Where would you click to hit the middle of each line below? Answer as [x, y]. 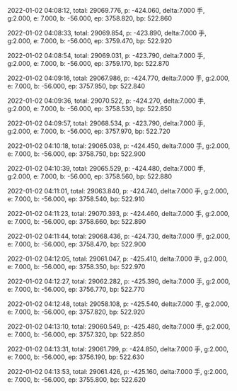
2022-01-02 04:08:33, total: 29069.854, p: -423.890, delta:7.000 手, [107, 33]
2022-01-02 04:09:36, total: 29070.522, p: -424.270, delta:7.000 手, [107, 101]
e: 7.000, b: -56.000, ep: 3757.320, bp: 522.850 [76, 334]
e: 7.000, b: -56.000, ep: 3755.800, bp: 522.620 [77, 380]
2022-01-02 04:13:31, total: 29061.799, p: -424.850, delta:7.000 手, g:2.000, [118, 349]
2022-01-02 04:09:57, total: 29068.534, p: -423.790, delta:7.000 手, [106, 123]
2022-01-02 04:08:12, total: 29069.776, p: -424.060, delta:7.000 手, [106, 10]
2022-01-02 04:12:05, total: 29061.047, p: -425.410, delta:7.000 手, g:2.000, [118, 259]
